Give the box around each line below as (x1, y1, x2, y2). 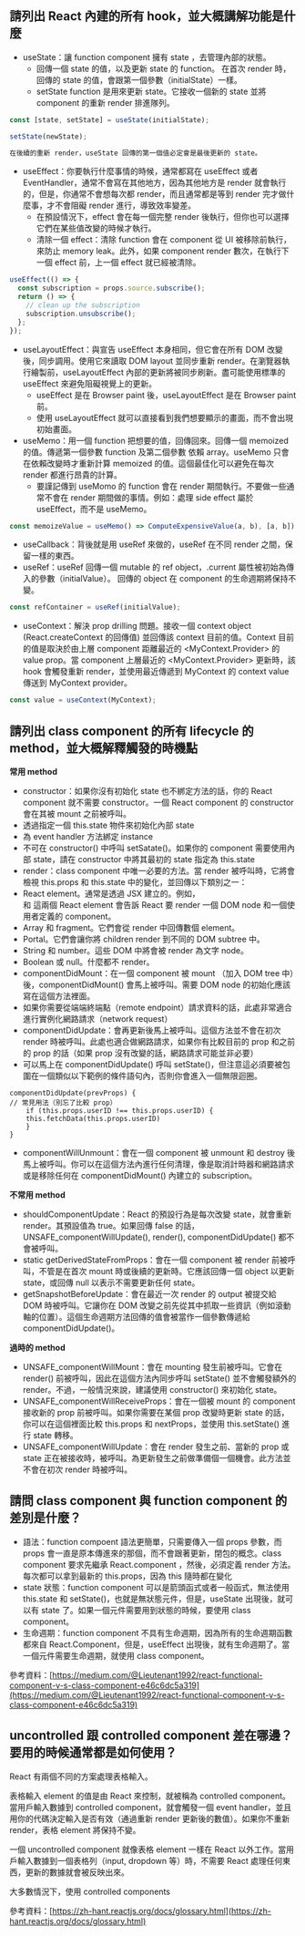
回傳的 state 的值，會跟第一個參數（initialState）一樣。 (36, 74, 243, 85)
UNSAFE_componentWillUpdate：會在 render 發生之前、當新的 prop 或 (22, 1441, 290, 1452)
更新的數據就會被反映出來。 (25, 1867, 129, 1878)
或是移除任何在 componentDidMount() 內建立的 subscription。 (22, 1170, 258, 1180)
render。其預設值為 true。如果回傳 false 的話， (22, 1220, 200, 1231)
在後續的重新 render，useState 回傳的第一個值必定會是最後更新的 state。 (9, 149, 262, 158)
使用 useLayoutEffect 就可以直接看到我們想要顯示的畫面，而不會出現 (36, 412, 294, 423)
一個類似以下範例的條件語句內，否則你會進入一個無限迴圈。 (38, 1070, 262, 1081)
